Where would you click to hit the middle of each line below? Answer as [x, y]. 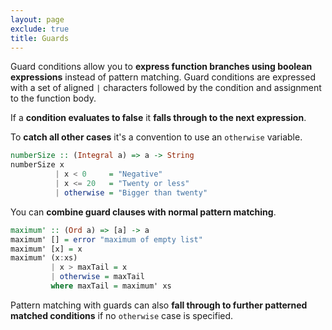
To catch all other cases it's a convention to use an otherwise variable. [156, 137]
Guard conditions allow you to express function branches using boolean [161, 67]
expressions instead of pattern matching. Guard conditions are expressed [163, 77]
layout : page [37, 19]
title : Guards [40, 38]
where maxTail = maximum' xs [111, 286]
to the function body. [53, 98]
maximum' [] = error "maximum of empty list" [106, 239]
